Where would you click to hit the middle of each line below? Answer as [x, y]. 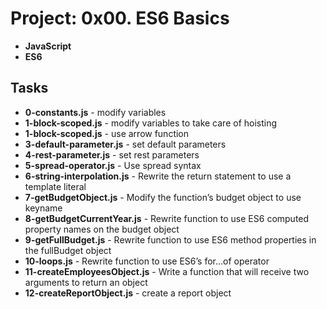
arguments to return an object [86, 282]
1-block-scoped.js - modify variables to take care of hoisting [151, 123]
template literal [55, 186]
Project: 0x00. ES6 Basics [120, 18]
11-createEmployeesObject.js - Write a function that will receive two [167, 271]
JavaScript [48, 46]
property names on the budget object [102, 229]
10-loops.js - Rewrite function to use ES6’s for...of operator [147, 261]
